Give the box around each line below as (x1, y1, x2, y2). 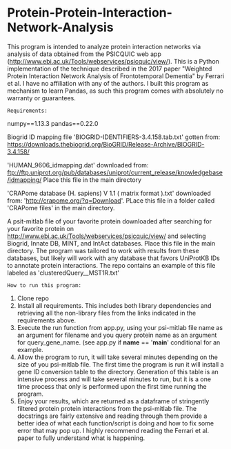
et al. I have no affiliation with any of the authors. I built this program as (7, 79, 209, 87)
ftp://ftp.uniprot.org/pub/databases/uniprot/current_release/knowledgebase (7, 168, 223, 176)
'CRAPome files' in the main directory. (7, 203, 115, 212)
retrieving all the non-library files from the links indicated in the (17, 309, 197, 317)
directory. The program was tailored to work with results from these (7, 246, 199, 255)
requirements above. (17, 316, 77, 324)
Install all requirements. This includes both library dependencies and (17, 301, 212, 309)
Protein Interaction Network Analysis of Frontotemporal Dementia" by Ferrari (7, 71, 225, 80)
